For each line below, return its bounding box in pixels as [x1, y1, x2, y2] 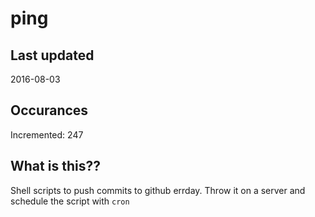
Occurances [10, 102, 89, 119]
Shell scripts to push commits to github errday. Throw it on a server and [10, 184, 306, 196]
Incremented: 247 [10, 128, 84, 141]
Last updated [10, 47, 95, 64]
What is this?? [10, 158, 101, 175]
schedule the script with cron [10, 195, 130, 207]
